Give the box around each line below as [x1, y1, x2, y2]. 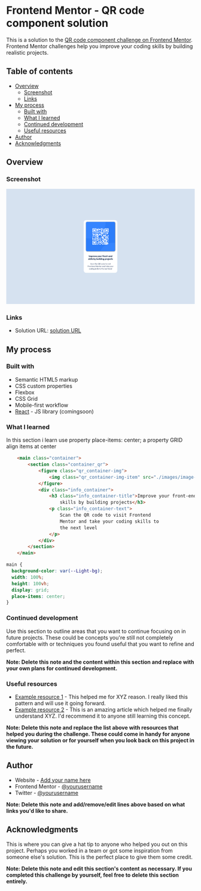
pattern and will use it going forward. [14, 700, 106, 707]
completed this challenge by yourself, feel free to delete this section [6, 871, 179, 878]
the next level [59, 524, 98, 531]
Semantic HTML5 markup [14, 376, 78, 383]
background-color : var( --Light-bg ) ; [11, 568, 103, 574]
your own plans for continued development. [6, 664, 118, 672]
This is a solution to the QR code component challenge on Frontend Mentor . [6, 36, 193, 43]
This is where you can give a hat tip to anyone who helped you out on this [6, 841, 188, 848]
